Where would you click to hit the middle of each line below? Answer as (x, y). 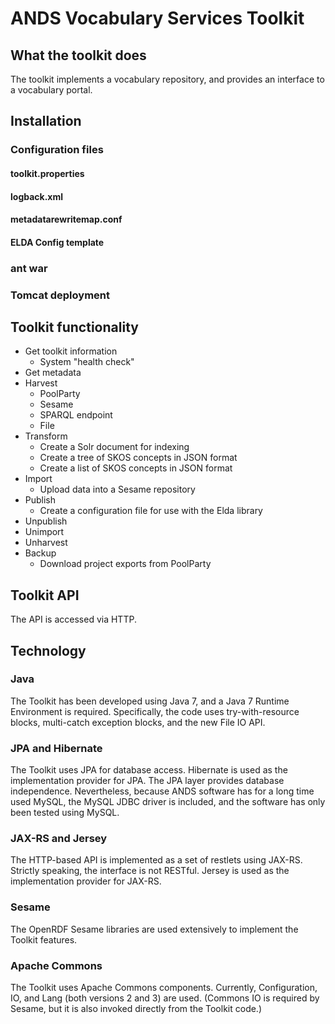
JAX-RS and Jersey (59, 839)
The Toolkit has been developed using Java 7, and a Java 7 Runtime (150, 701)
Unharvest (46, 543)
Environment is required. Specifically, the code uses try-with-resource (155, 711)
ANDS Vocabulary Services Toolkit (157, 18)
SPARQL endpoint (76, 415)
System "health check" (87, 362)
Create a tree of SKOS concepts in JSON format (138, 458)
